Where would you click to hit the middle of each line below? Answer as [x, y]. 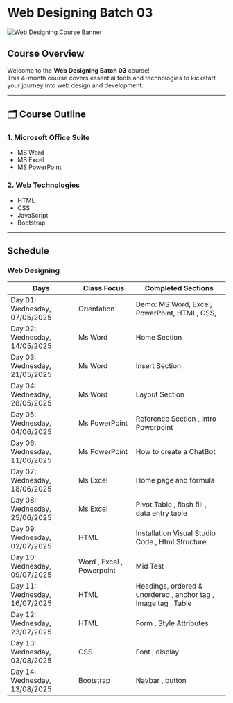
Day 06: [24, 443]
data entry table [161, 513]
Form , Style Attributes [172, 623]
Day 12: [24, 615]
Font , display [157, 652]
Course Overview [46, 54]
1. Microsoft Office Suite [49, 138]
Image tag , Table [164, 603]
